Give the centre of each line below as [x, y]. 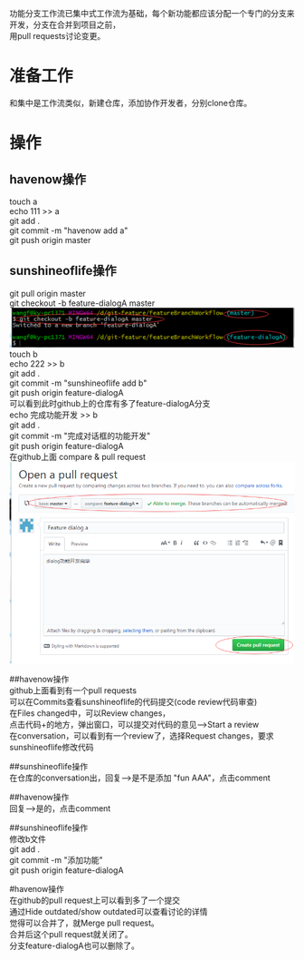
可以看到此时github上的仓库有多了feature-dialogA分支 [110, 403]
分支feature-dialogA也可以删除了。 [75, 945]
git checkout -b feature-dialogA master [82, 303]
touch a [24, 201]
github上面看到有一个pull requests [73, 690]
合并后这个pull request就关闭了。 [71, 934]
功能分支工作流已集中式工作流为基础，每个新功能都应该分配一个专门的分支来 [152, 13]
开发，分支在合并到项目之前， [65, 24]
